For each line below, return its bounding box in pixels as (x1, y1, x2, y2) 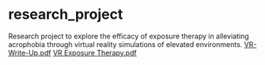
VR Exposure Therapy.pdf (52, 48, 137, 57)
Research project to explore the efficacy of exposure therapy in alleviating (8, 31, 249, 41)
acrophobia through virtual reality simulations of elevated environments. (8, 39, 243, 49)
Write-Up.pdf (8, 48, 51, 57)
